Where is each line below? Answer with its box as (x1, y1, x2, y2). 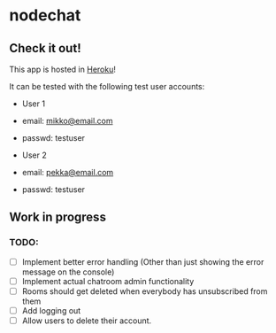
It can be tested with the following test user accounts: (9, 81, 205, 91)
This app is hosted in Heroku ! (9, 64, 117, 74)
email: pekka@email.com (21, 167, 114, 177)
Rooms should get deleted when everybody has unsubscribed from (21, 285, 268, 297)
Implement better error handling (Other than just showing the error (21, 256, 264, 267)
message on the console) (21, 267, 115, 277)
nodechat (9, 5, 81, 26)
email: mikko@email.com (21, 116, 113, 126)
